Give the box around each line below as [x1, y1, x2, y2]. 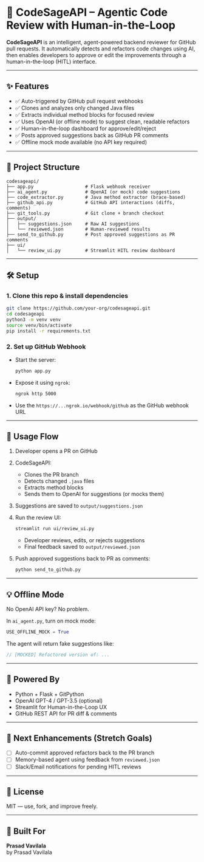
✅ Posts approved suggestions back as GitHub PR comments [15, 131, 169, 139]
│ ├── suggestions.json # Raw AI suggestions [6, 221, 140, 227]
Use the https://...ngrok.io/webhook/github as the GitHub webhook [15, 401, 189, 409]
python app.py [15, 368, 51, 374]
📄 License [6, 787, 44, 797]
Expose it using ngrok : [15, 379, 70, 386]
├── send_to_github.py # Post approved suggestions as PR [6, 231, 175, 238]
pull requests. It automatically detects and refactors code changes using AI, [6, 45, 195, 52]
